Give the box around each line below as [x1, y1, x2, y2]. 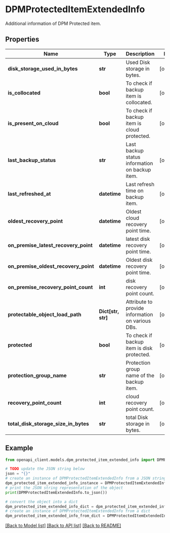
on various [125, 317, 151, 324]
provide [125, 304, 144, 311]
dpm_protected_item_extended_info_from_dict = [5, 513, 105, 519]
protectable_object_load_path [8, 311, 82, 318]
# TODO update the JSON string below [5, 466, 85, 472]
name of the [125, 372, 155, 379]
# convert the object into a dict [5, 499, 78, 504]
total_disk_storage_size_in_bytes [8, 420, 90, 427]
